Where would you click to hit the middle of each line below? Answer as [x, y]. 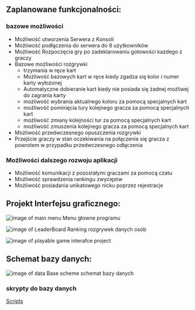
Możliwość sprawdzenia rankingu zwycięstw [69, 179]
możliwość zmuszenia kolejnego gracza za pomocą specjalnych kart [106, 126]
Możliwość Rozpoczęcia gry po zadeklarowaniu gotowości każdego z [98, 52]
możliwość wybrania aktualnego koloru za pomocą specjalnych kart [105, 101]
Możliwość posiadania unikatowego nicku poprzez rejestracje [89, 185]
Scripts [15, 301]
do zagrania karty [45, 95]
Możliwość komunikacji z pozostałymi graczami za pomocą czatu [93, 173]
